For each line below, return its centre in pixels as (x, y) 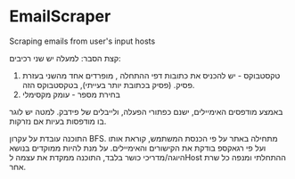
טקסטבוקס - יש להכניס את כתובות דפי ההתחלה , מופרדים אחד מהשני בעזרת (151, 75)
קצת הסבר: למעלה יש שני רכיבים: (66, 58)
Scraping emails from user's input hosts (82, 41)
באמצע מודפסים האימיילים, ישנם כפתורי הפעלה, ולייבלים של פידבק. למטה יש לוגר (146, 111)
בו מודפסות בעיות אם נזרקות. (58, 121)
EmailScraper (60, 16)
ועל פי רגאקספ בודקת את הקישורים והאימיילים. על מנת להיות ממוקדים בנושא (138, 148)
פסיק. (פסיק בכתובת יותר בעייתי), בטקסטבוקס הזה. (108, 85)
